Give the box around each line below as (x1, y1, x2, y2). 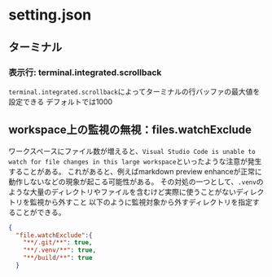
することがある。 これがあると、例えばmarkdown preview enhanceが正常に (8, 166, 262, 176)
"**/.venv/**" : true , (23, 246, 96, 254)
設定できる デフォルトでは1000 (8, 96, 112, 107)
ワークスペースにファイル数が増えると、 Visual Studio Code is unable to (8, 146, 256, 156)
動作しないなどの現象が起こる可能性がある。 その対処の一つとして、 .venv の (8, 177, 264, 187)
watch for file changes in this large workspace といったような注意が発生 (8, 156, 262, 166)
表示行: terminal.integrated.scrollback (8, 67, 162, 78)
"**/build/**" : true (23, 254, 93, 262)
